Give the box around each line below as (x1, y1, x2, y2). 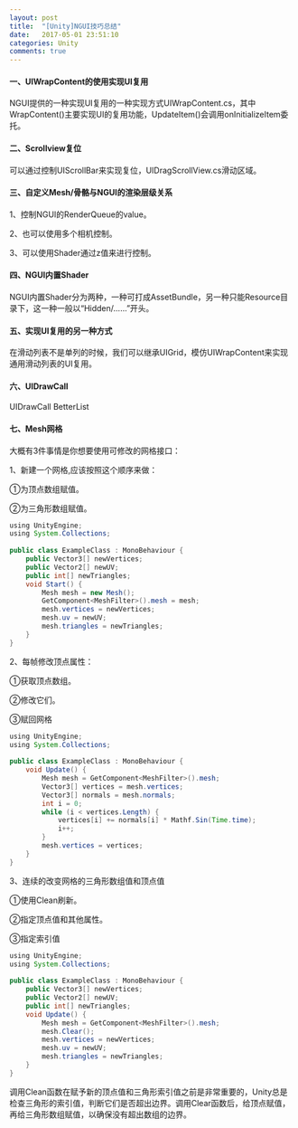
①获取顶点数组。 (9, 675, 77, 686)
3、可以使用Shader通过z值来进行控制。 (9, 247, 156, 258)
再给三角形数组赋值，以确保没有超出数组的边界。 (9, 1109, 191, 1120)
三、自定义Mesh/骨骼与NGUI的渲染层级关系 (9, 187, 173, 198)
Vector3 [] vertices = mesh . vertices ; (42, 782, 183, 791)
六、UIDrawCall (9, 381, 69, 392)
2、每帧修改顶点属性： (9, 656, 94, 667)
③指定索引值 (9, 933, 61, 943)
